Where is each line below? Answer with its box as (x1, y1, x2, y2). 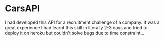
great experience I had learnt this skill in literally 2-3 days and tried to (5, 24, 148, 30)
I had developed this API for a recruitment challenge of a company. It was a (5, 19, 160, 25)
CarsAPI (5, 3, 40, 14)
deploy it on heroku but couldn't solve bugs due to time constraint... (5, 30, 145, 36)
